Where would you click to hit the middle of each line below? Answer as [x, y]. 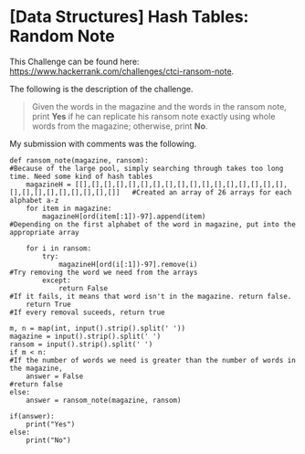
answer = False [55, 376]
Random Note [63, 36]
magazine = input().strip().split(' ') [85, 336]
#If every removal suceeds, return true [88, 312]
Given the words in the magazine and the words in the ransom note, [159, 106]
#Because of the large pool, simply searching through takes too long [147, 168]
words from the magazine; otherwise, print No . [120, 126]
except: [57, 280]
